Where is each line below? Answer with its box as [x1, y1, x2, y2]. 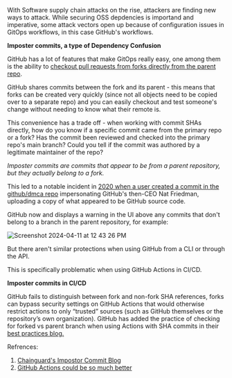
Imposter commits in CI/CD [7, 279, 87, 287]
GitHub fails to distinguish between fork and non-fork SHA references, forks [7, 293, 224, 300]
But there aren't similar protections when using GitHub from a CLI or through [7, 245, 225, 252]
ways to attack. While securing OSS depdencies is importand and [7, 13, 194, 22]
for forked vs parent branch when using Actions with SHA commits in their [7, 322, 220, 330]
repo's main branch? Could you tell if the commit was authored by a [7, 141, 200, 148]
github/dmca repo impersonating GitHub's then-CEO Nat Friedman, [7, 190, 199, 198]
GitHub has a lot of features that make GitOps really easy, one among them [7, 55, 221, 63]
